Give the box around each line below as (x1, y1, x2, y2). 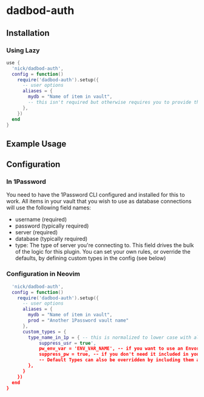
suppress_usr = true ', (38, 340, 97, 346)
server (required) (15, 229, 58, 236)
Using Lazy (6, 46, 40, 55)
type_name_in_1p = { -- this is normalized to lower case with (28, 334, 191, 341)
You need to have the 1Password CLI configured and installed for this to (6, 191, 185, 198)
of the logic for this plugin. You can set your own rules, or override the (15, 248, 191, 256)
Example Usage (6, 138, 67, 149)
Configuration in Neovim (6, 270, 80, 278)
